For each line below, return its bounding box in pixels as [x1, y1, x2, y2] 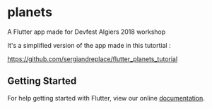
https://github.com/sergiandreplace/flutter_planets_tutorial [7, 54, 178, 63]
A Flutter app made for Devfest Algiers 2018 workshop [7, 27, 166, 36]
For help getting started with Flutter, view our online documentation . [7, 94, 205, 102]
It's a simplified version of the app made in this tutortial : [7, 41, 171, 49]
